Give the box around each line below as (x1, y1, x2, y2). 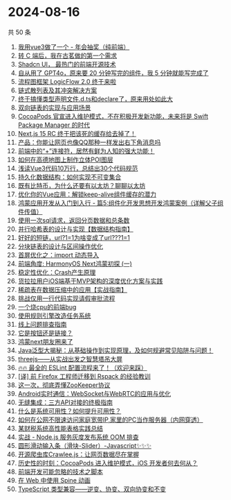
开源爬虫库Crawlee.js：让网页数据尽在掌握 (17, 450, 140, 458)
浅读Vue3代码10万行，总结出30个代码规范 (17, 164, 138, 172)
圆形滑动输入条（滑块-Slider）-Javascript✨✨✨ (17, 441, 151, 449)
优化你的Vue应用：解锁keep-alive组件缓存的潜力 (17, 190, 156, 198)
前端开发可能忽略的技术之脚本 (17, 467, 103, 476)
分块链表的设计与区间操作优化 (17, 242, 103, 250)
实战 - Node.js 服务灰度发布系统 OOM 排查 (17, 433, 139, 441)
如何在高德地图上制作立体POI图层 (17, 155, 113, 164)
